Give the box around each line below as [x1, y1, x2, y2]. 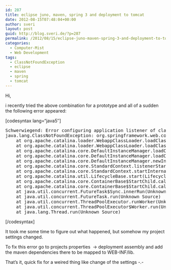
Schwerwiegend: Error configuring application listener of [5, 127, 156, 133]
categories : [5, 41, 31, 46]
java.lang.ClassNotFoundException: [5, 132, 94, 138]
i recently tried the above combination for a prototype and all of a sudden [5, 102, 159, 109]
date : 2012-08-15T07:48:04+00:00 [5, 17, 76, 22]
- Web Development [10, 50, 49, 55]
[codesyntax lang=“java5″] [5, 118, 61, 124]
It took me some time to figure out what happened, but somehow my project [5, 228, 165, 234]
